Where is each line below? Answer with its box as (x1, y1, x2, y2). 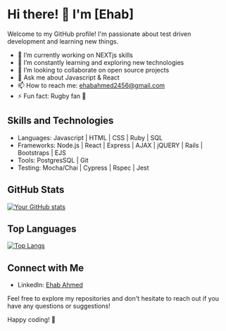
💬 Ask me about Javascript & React (17, 73, 120, 82)
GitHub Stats (7, 184, 65, 196)
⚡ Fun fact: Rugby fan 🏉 (17, 92, 87, 100)
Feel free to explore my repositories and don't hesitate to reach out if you (7, 294, 220, 303)
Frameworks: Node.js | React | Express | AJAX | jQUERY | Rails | (17, 141, 203, 149)
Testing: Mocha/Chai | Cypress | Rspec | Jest (17, 163, 149, 172)
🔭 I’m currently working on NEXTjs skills (17, 51, 134, 59)
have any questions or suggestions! (7, 302, 111, 311)
